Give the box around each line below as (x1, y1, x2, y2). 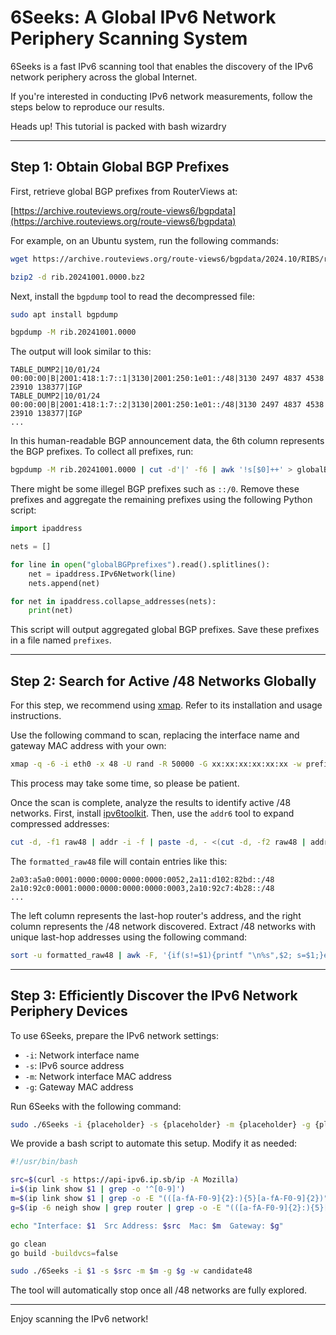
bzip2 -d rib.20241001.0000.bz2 (10, 272, 145, 282)
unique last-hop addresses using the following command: (10, 931, 248, 943)
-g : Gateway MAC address (24, 1081, 134, 1093)
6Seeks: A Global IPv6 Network (10, 6, 277, 29)
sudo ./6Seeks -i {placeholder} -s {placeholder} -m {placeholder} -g (10, 1119, 311, 1130)
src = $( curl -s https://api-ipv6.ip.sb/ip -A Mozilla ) (10, 1175, 240, 1185)
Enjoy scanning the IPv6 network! (10, 1313, 149, 1325)
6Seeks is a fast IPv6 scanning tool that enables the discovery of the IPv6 (10, 60, 314, 72)
